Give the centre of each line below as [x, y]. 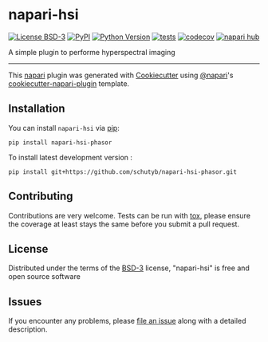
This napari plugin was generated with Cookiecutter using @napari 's [121, 75]
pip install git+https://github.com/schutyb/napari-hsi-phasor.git [123, 172]
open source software [45, 277]
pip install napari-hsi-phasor [60, 142]
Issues [25, 302]
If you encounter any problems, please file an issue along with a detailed [127, 321]
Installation [37, 109]
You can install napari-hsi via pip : [64, 128]
